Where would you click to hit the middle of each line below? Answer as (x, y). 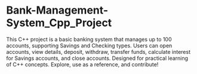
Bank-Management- (57, 10)
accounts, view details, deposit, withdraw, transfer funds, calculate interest (98, 52)
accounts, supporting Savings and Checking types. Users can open (89, 46)
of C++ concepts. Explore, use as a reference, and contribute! (82, 64)
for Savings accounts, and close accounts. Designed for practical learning (97, 58)
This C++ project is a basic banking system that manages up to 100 (89, 39)
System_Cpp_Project (59, 23)
